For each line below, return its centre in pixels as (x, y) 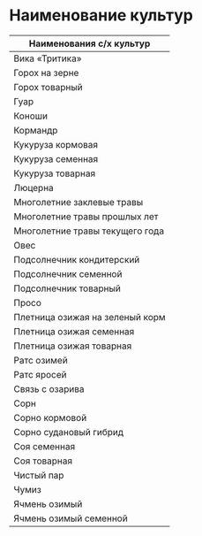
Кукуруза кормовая (56, 144)
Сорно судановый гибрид (69, 432)
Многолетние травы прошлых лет (86, 216)
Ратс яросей (41, 374)
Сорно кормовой (50, 417)
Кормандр (36, 130)
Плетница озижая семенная (74, 331)
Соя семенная (45, 446)
